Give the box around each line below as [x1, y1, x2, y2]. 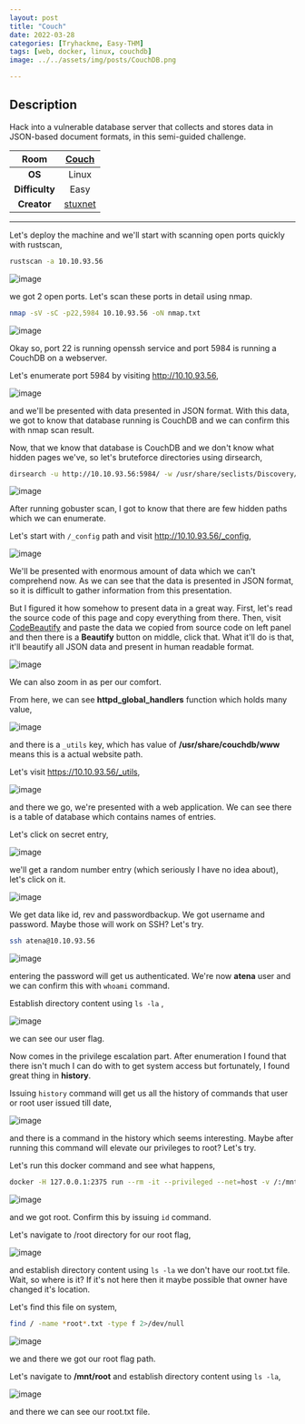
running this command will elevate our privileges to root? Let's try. [9, 1143, 257, 1154]
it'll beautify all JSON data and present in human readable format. [9, 641, 254, 652]
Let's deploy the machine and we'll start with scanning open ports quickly [9, 229, 286, 240]
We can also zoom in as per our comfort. [9, 677, 162, 688]
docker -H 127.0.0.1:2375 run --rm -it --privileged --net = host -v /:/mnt [9, 1177, 299, 1187]
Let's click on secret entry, [9, 829, 109, 840]
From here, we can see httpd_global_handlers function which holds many [9, 694, 288, 705]
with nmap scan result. [9, 424, 95, 435]
